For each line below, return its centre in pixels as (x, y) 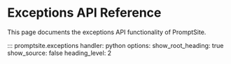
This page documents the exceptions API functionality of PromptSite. (107, 32)
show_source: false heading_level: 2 (59, 53)
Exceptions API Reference (84, 13)
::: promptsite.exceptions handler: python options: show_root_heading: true (115, 45)
